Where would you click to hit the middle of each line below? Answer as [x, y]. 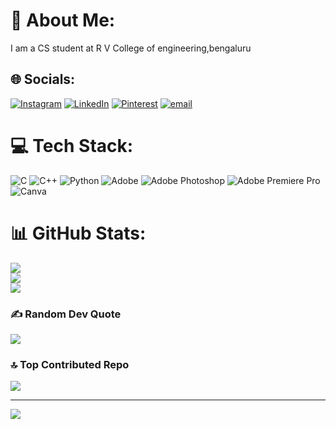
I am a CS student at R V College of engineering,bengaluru [131, 48]
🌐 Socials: [43, 79]
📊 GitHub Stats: [78, 233]
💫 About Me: [63, 20]
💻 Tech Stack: [72, 145]
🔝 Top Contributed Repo [70, 364]
